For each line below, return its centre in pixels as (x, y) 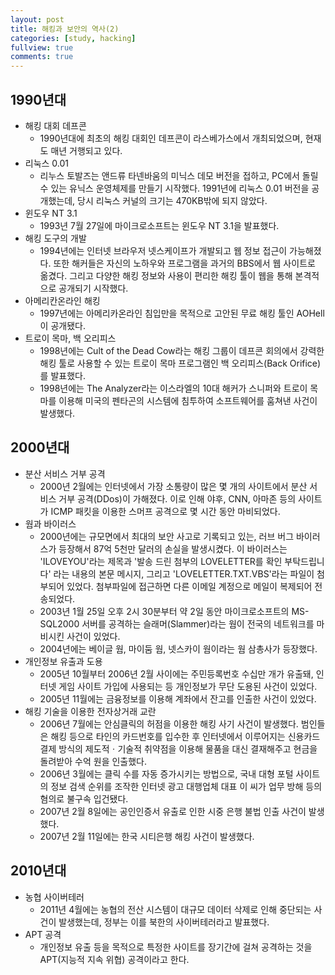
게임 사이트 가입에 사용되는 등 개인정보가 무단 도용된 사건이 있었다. (188, 686)
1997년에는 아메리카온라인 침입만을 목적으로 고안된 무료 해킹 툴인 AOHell (182, 313)
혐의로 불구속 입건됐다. (84, 798)
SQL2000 (59, 623)
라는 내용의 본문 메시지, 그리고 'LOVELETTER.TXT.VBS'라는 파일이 (184, 573)
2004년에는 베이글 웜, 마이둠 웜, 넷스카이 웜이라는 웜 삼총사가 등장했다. (178, 648)
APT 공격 (43, 934)
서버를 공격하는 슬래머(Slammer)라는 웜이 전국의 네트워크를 (198, 623)
